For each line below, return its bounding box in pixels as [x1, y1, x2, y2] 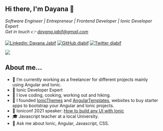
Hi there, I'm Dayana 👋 [5, 5, 75, 13]
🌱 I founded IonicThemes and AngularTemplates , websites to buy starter [12, 97, 159, 103]
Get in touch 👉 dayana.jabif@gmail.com [5, 28, 88, 34]
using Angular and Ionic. [12, 81, 62, 87]
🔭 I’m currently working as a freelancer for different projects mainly [12, 77, 148, 82]
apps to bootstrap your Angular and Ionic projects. [12, 103, 114, 108]
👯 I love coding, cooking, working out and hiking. [12, 92, 111, 98]
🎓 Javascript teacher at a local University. [12, 113, 99, 119]
